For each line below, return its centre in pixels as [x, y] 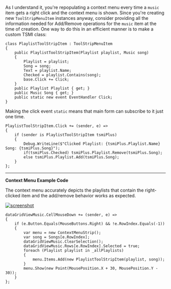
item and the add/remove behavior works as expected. [79, 195]
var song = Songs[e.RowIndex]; [57, 237]
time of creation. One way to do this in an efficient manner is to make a [79, 29]
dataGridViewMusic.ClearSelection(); [63, 242]
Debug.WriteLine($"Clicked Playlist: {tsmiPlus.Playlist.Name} [92, 144]
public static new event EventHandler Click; [64, 97]
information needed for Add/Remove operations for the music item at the [81, 23]
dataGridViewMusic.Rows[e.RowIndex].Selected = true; [82, 246]
